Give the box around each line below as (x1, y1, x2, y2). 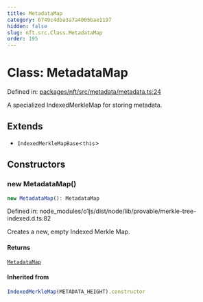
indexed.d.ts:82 (7, 214, 51, 223)
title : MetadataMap (7, 10, 63, 17)
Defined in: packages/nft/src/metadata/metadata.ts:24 (7, 88, 161, 96)
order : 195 (7, 36, 38, 42)
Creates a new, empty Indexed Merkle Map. (7, 227, 130, 236)
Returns (7, 244, 31, 252)
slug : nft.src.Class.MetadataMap (7, 29, 103, 36)
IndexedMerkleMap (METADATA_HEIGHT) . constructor (7, 288, 146, 295)
